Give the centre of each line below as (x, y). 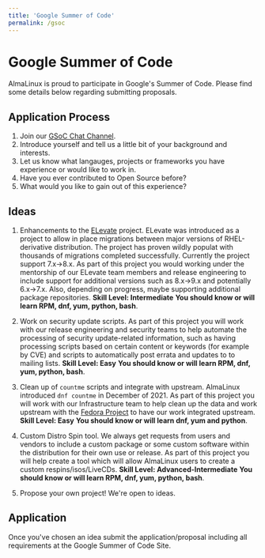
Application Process (59, 117)
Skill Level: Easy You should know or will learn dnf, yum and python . (133, 420)
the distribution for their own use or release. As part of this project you (134, 453)
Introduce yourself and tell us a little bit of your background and (123, 145)
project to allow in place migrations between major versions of (121, 239)
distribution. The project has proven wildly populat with (144, 247)
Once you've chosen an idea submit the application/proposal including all (128, 537)
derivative (36, 247)
